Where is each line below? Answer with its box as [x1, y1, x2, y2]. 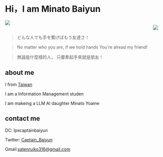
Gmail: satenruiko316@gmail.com [5, 146, 70, 152]
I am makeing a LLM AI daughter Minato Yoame [5, 100, 99, 106]
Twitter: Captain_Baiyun [5, 137, 52, 142]
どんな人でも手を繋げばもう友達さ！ [16, 34, 90, 40]
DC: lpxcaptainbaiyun [5, 127, 48, 133]
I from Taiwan [5, 81, 33, 87]
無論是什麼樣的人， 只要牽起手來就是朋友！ [16, 54, 103, 60]
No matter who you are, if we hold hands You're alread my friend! [16, 44, 148, 50]
